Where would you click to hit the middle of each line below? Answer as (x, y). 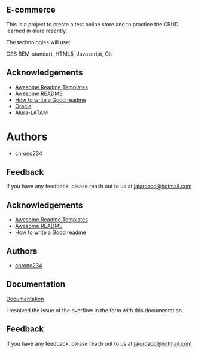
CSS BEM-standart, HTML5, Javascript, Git (59, 54)
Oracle (23, 106)
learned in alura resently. (37, 31)
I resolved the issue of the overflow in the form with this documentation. (95, 310)
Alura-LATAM (31, 112)
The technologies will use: (38, 42)
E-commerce (31, 10)
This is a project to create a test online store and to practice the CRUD (92, 24)
